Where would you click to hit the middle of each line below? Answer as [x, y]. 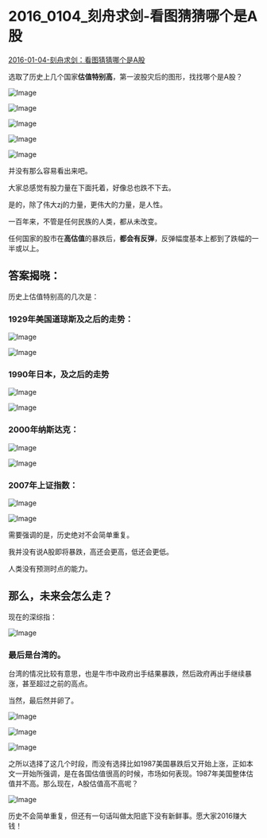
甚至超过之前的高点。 [57, 684]
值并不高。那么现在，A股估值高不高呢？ [74, 784]
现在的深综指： [33, 617]
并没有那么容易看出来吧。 [50, 170]
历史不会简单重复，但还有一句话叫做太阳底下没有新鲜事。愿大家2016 [120, 816]
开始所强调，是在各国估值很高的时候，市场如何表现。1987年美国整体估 [137, 774]
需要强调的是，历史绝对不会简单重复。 [71, 535]
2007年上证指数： [43, 485]
